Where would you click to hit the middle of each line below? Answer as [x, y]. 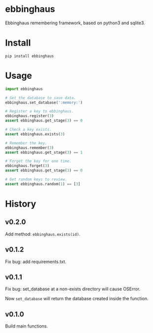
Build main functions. [27, 326]
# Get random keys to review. [36, 179]
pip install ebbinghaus [30, 56]
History [21, 204]
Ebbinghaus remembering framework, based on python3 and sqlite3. [75, 23]
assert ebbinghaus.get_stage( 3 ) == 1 [44, 152]
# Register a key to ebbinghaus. [39, 111]
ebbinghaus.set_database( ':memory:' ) [44, 103]
